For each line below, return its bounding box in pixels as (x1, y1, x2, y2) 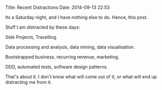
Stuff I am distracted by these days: (5, 24, 80, 30)
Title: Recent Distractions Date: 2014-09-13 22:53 (5, 5, 110, 10)
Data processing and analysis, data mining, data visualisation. (5, 44, 135, 50)
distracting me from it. (5, 79, 52, 85)
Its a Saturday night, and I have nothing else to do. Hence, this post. (5, 14, 148, 20)
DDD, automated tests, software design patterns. (5, 64, 108, 70)
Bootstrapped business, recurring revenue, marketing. (5, 54, 120, 60)
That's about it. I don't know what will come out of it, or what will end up (5, 74, 157, 80)
